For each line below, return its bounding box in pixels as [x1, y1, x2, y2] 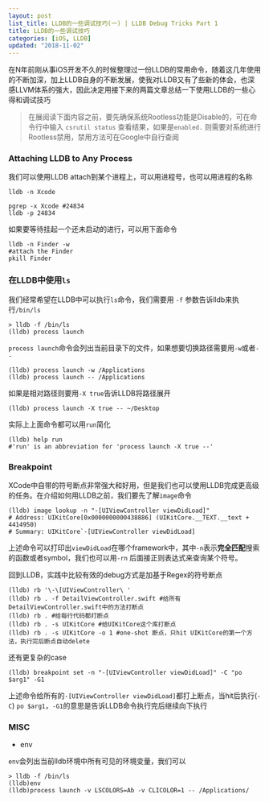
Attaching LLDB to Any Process [8, 153, 132, 164]
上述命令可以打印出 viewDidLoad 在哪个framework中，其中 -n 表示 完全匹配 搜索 [8, 543, 260, 552]
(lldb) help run [8, 436, 63, 444]
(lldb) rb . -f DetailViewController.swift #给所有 [8, 595, 181, 603]
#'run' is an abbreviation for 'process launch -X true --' [8, 442, 214, 451]
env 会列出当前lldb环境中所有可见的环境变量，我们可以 [8, 756, 186, 766]
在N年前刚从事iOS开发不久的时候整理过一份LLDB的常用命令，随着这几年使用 [8, 65, 261, 75]
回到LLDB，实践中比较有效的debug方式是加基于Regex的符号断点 [8, 570, 223, 580]
